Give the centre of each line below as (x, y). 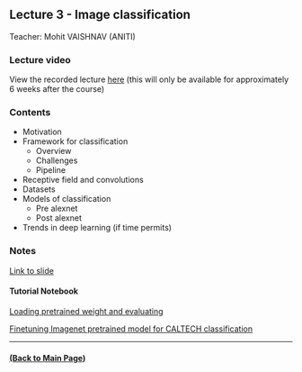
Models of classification (67, 199)
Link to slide (31, 270)
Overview (53, 151)
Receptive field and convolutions (83, 180)
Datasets (39, 189)
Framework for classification (75, 141)
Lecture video (40, 59)
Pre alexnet (57, 209)
